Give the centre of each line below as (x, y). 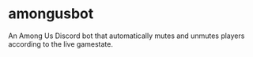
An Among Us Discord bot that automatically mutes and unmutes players (126, 36)
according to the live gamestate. (60, 44)
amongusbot (51, 14)
